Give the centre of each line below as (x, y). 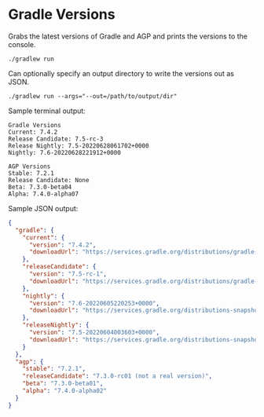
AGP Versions (29, 166)
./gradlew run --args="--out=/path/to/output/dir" (93, 96)
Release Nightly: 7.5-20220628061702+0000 (79, 146)
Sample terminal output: (47, 111)
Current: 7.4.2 (33, 132)
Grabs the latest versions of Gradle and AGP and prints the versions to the (128, 36)
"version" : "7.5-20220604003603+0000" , (94, 333)
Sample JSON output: (43, 208)
